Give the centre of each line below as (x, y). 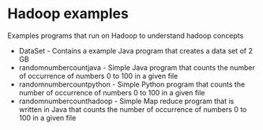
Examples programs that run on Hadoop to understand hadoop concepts (126, 35)
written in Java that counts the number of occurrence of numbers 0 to (133, 109)
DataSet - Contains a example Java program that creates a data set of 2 (136, 50)
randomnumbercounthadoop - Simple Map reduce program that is (126, 101)
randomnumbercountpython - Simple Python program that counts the (132, 84)
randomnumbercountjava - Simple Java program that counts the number (137, 67)
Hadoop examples (68, 14)
